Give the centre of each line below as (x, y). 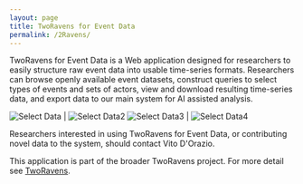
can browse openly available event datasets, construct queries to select (143, 80)
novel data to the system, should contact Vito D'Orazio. (112, 144)
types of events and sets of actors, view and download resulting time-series (151, 89)
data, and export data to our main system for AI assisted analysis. (131, 99)
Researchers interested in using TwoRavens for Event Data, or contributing (148, 134)
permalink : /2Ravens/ (50, 34)
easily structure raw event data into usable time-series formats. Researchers (152, 70)
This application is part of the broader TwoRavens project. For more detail (147, 161)
